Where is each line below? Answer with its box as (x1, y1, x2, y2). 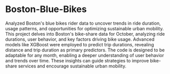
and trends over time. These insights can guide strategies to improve (5, 57, 149, 63)
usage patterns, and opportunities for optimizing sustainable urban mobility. (5, 25, 164, 31)
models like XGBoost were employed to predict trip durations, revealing (5, 41, 154, 47)
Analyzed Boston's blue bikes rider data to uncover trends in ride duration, (5, 20, 161, 26)
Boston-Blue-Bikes (5, 4, 87, 15)
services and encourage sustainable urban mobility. (18, 63, 127, 69)
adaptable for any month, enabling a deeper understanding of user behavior (5, 52, 164, 58)
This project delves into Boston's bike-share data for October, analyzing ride (5, 31, 165, 37)
